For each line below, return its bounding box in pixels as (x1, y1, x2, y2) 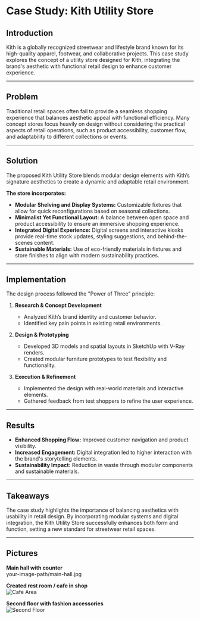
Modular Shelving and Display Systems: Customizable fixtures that (14, 201, 182, 208)
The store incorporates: (6, 189, 67, 197)
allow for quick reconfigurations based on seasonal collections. (14, 207, 171, 214)
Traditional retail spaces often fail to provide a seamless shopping (6, 107, 168, 114)
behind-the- (157, 232, 187, 239)
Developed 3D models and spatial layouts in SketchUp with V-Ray (23, 343, 185, 350)
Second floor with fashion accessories (6, 600, 104, 607)
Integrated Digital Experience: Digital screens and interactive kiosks (14, 226, 183, 234)
